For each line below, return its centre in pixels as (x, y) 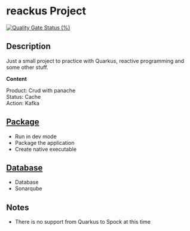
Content (16, 78)
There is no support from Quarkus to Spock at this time (83, 222)
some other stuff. (27, 67)
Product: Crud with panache (41, 90)
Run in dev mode (36, 136)
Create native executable (45, 149)
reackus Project (46, 11)
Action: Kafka (23, 103)
